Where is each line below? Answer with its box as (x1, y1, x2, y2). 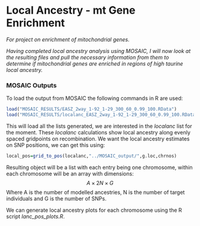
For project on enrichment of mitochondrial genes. (6, 36, 130, 43)
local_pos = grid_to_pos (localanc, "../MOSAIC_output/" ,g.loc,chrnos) (6, 153, 177, 159)
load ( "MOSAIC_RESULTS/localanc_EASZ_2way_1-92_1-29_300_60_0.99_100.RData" (6, 112, 198, 118)
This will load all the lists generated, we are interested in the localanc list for (6, 123, 192, 130)
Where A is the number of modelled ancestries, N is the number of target (6, 189, 185, 196)
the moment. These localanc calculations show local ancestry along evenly (6, 128, 190, 136)
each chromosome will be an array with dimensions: (6, 170, 134, 177)
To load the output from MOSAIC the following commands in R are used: (6, 95, 183, 102)
